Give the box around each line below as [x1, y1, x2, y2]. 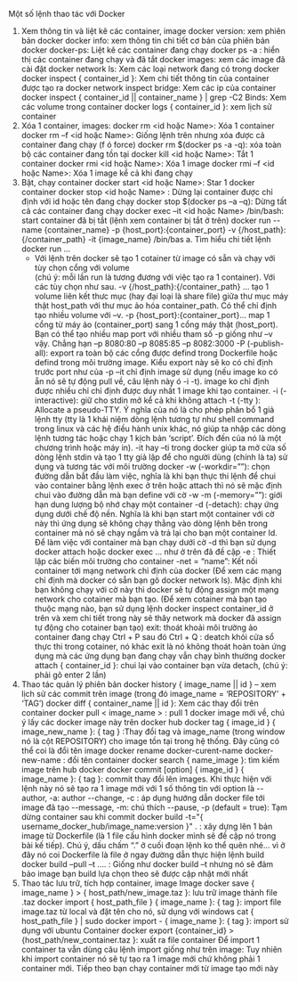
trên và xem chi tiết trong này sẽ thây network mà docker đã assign [34, 613, 282, 623]
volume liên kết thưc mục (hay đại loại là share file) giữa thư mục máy [34, 291, 289, 301]
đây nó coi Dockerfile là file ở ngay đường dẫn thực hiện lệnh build [20, 849, 264, 860]
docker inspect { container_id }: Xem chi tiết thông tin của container [20, 73, 270, 84]
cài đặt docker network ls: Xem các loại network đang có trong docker [20, 63, 280, 74]
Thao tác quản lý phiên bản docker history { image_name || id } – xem [20, 679, 277, 690]
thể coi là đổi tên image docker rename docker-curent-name [20, 745, 244, 756]
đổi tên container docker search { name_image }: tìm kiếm [67, 755, 280, 765]
